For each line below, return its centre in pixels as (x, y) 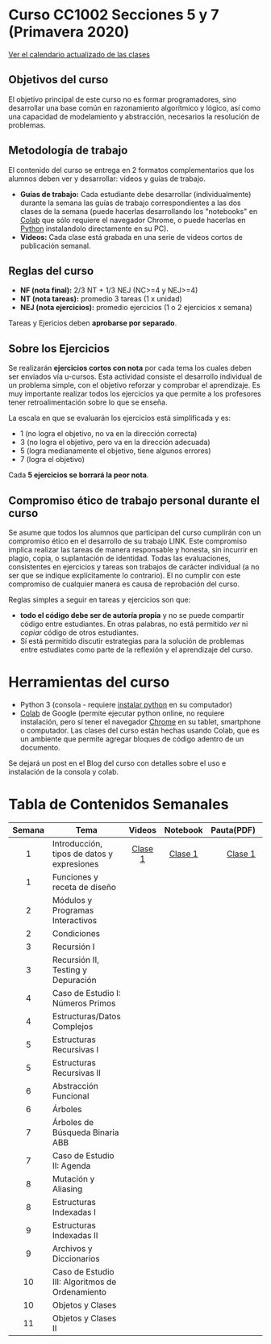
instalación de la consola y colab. (64, 771)
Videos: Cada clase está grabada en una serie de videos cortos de (131, 237)
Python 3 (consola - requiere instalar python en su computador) (126, 704)
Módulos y (72, 900)
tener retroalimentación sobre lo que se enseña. (88, 402)
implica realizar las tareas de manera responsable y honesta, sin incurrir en (133, 550)
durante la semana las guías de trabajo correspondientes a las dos (131, 203)
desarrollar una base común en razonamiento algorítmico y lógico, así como (134, 107)
